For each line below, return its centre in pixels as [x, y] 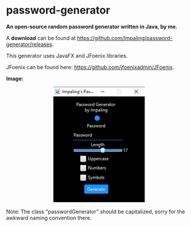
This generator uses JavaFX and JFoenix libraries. [67, 55]
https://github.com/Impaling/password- [125, 38]
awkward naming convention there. [49, 218]
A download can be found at [41, 38]
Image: [15, 78]
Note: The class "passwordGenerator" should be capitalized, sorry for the [96, 211]
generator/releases [29, 44]
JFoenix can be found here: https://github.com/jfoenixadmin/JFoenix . [90, 67]
